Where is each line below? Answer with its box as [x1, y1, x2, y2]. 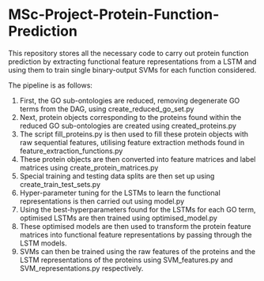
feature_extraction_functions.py [19, 146, 123, 155]
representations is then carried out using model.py [19, 196, 184, 206]
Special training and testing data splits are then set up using [19, 171, 215, 181]
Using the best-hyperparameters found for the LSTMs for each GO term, [19, 204, 256, 214]
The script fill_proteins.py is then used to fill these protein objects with [19, 129, 249, 139]
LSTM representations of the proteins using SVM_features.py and [19, 255, 233, 264]
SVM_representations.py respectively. [19, 263, 144, 273]
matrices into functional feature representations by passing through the [19, 230, 253, 239]
